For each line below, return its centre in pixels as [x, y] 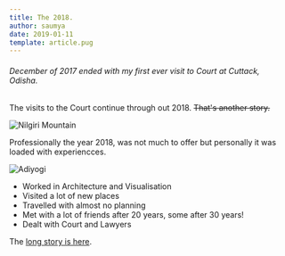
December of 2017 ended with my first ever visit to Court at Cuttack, [134, 70]
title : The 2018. [41, 17]
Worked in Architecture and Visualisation [97, 186]
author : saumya [37, 26]
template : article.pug [51, 42]
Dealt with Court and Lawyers [77, 225]
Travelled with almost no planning [84, 205]
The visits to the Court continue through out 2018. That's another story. [140, 108]
